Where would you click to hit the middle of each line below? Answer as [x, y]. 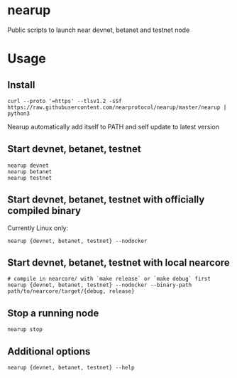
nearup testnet [30, 178]
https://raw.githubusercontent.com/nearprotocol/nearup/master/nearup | [117, 107]
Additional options [49, 351]
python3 [19, 113]
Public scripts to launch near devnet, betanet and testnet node [99, 30]
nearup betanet [30, 172]
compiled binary [44, 211]
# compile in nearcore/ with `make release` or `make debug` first [109, 279]
